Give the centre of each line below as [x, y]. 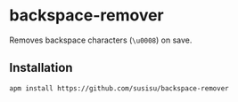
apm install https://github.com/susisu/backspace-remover [119, 88]
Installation [41, 68]
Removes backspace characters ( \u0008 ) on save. [101, 40]
